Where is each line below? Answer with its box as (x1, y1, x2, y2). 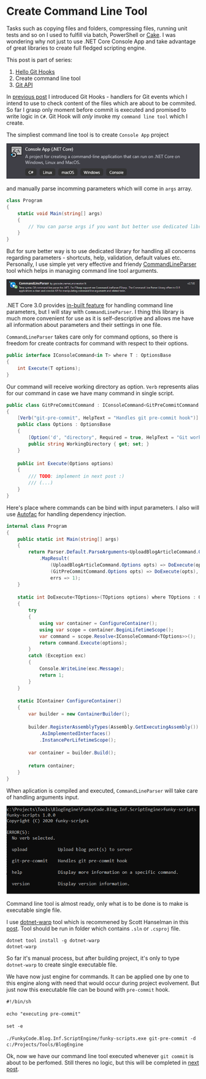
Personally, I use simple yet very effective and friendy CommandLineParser (6, 261, 197, 268)
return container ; (28, 763, 75, 769)
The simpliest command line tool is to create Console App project (6, 131, 169, 138)
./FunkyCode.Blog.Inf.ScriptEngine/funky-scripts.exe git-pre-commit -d (6, 1035, 196, 1042)
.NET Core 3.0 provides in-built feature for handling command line (6, 302, 174, 309)
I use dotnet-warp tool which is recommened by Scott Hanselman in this (6, 918, 189, 925)
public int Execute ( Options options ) (17, 460, 114, 466)
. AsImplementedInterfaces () (39, 730, 112, 737)
